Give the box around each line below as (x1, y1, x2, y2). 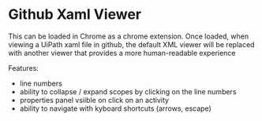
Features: (8, 63, 39, 72)
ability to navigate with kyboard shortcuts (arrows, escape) (19, 104, 211, 113)
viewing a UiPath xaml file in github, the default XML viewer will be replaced (8, 39, 255, 49)
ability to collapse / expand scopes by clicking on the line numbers (19, 86, 237, 96)
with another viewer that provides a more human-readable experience (8, 48, 236, 57)
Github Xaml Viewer (8, 5, 142, 24)
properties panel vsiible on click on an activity (19, 95, 170, 104)
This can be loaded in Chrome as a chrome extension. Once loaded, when (8, 31, 249, 41)
